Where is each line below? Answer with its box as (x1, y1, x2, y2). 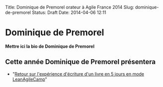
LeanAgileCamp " (12, 76, 47, 82)
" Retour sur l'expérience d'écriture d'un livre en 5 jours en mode (12, 71, 145, 77)
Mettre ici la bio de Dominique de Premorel (5, 43, 94, 49)
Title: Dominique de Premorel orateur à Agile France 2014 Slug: (5, 4, 134, 10)
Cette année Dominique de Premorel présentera (5, 58, 156, 66)
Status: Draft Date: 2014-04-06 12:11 (32, 9, 106, 15)
